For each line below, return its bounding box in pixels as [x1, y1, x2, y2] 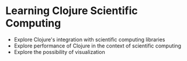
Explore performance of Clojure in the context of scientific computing [13, 42, 182, 49]
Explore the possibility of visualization [13, 48, 106, 55]
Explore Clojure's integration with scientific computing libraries [13, 36, 165, 43]
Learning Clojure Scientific [5, 4, 138, 18]
